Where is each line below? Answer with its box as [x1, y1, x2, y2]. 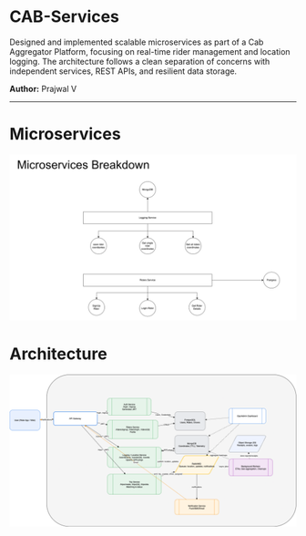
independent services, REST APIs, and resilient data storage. [9, 66, 238, 77]
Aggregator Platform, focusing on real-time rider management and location [9, 46, 291, 57]
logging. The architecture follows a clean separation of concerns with [9, 56, 270, 67]
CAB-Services [9, 6, 120, 27]
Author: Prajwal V [9, 83, 77, 94]
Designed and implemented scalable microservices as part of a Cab [9, 36, 264, 47]
